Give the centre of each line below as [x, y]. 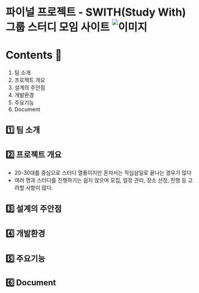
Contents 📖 [34, 55]
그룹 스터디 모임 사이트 [58, 27]
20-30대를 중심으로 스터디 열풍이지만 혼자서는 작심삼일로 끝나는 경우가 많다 [103, 173]
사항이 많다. [39, 188]
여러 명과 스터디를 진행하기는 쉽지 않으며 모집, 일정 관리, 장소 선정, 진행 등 [100, 180]
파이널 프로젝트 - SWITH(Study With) [96, 12]
